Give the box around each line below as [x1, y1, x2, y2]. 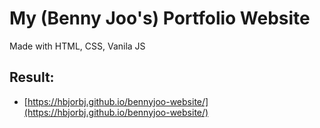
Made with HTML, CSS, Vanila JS [9, 40, 146, 52]
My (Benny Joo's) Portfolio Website [9, 7, 311, 30]
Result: [9, 69, 55, 86]
